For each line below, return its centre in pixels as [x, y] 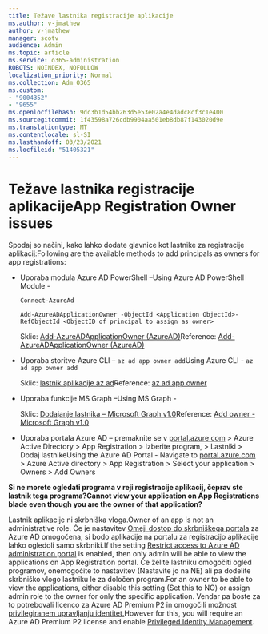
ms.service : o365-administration [64, 61]
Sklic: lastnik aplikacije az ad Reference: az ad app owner [113, 383]
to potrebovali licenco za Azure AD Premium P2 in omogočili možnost [123, 605]
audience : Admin [35, 46]
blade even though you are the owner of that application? [105, 504]
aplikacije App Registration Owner [122, 206]
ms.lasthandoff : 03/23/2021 [55, 142]
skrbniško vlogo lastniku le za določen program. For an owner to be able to [131, 580]
